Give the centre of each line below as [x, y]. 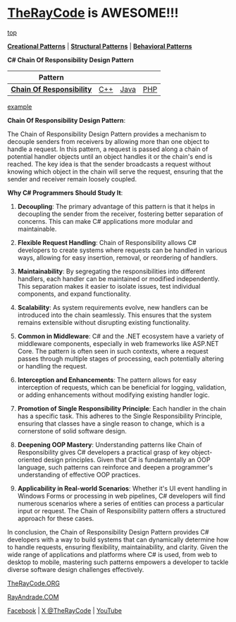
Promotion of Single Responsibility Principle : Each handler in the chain [122, 408]
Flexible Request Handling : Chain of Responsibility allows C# [107, 242]
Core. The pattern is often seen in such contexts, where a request [113, 351]
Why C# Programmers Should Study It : [65, 193]
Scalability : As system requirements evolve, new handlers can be [113, 307]
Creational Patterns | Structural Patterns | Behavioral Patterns [100, 46]
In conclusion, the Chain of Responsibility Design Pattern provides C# [108, 532]
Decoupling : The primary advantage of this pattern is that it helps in [116, 206]
